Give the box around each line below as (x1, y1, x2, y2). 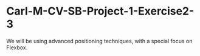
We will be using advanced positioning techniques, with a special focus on (6, 37, 193, 44)
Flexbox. (6, 44, 28, 51)
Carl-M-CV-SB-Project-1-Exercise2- (6, 4, 195, 18)
